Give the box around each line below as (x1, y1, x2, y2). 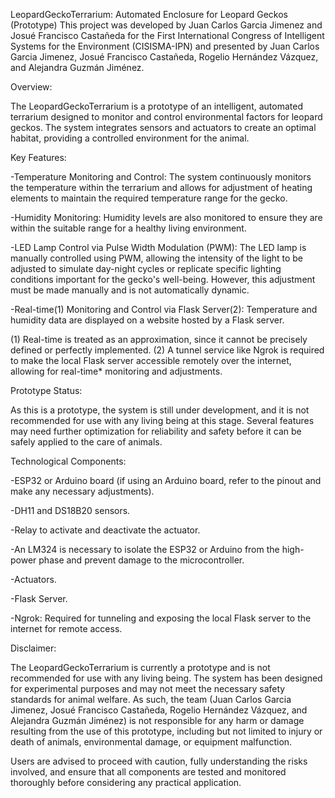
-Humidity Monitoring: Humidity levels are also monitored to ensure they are (10, 212, 323, 223)
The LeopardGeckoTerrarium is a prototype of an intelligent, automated (10, 100, 303, 112)
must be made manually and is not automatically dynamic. (10, 284, 250, 296)
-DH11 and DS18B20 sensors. (10, 505, 131, 516)
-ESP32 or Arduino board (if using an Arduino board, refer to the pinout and (10, 475, 322, 486)
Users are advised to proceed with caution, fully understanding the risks (10, 755, 308, 767)
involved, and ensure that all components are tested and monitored (10, 766, 287, 778)
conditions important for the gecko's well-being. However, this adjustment (10, 274, 316, 285)
